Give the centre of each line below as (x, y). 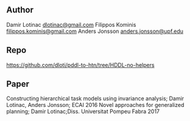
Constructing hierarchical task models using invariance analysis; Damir (95, 99)
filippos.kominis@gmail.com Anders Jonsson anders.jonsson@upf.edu (95, 31)
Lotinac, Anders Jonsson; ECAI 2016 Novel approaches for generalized (95, 105)
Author (20, 10)
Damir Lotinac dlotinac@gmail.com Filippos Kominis (71, 24)
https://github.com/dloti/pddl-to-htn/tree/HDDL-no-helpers (80, 65)
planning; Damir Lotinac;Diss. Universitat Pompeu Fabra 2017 (83, 111)
